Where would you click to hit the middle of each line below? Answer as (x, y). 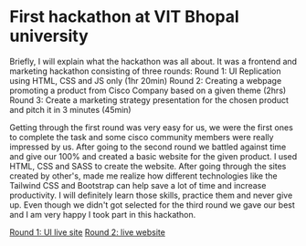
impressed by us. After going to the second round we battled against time (148, 147)
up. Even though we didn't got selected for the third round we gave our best (152, 205)
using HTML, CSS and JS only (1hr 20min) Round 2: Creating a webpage (146, 80)
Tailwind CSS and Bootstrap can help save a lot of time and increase (138, 185)
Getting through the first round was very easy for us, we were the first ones (152, 127)
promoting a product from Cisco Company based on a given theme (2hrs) (148, 90)
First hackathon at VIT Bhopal (124, 17)
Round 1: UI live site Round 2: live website (88, 232)
